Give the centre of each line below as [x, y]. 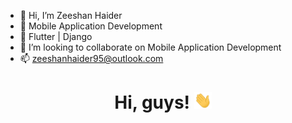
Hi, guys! [152, 102]
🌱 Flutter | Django [56, 36]
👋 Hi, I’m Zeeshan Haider [71, 15]
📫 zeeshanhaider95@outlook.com [91, 58]
